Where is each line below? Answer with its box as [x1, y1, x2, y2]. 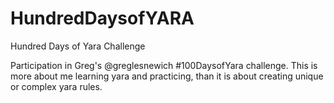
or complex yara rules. [10, 80, 103, 92]
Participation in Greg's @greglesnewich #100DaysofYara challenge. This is [10, 59, 318, 71]
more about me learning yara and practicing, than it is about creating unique [10, 70, 324, 82]
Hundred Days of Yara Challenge [10, 40, 146, 52]
